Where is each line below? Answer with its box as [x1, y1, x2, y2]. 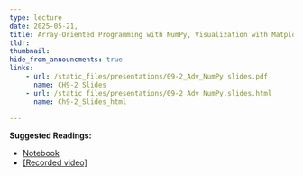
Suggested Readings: [9, 130, 92, 141]
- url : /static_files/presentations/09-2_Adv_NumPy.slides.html [25, 88, 272, 97]
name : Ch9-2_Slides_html [32, 97, 127, 107]
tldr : [9, 38, 30, 48]
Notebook [22, 148, 60, 159]
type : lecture [9, 13, 63, 23]
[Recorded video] [22, 157, 87, 168]
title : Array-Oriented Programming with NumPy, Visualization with [9, 30, 269, 39]
